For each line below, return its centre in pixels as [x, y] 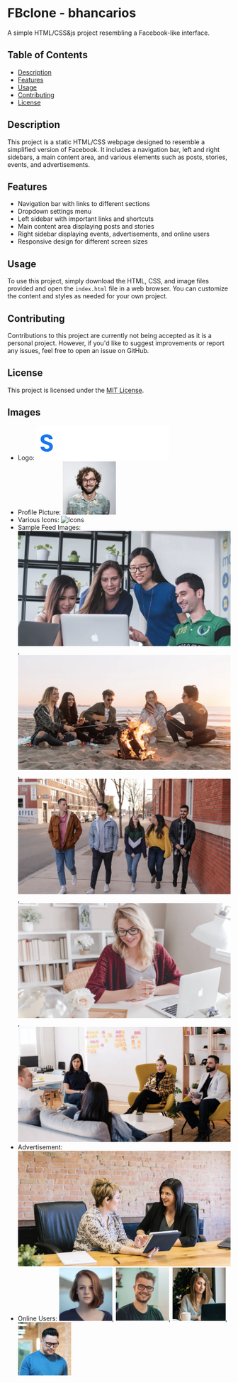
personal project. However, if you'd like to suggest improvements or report [116, 343]
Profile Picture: [39, 512]
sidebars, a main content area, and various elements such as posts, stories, [118, 157]
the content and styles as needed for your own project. [87, 296]
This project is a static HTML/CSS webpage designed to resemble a [106, 142]
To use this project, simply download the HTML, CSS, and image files [108, 281]
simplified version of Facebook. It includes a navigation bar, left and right [114, 149]
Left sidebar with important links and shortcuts [86, 219]
